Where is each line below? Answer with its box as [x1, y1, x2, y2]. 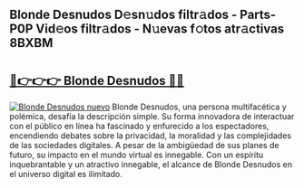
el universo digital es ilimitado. [9, 169, 123, 179]
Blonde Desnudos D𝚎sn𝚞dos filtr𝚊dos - [9, 7, 238, 23]
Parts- [240, 7, 277, 23]
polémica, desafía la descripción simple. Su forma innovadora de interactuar [9, 111, 295, 121]
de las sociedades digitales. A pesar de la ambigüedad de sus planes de [9, 140, 279, 150]
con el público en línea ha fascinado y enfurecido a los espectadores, [9, 121, 270, 131]
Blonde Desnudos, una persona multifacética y [112, 101, 288, 112]
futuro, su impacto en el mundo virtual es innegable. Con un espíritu [9, 149, 264, 160]
